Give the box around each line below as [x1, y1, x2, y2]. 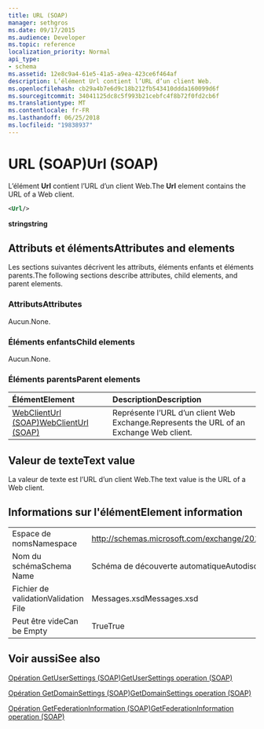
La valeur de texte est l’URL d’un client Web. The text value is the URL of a [8, 475, 246, 484]
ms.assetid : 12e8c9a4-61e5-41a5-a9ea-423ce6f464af [8, 70, 178, 78]
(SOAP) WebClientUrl [12, 418, 89, 429]
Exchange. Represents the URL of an [112, 418, 246, 429]
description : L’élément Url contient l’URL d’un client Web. [8, 77, 213, 85]
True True [91, 620, 125, 631]
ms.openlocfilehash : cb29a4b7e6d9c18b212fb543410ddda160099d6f [8, 84, 220, 93]
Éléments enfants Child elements [8, 336, 135, 347]
